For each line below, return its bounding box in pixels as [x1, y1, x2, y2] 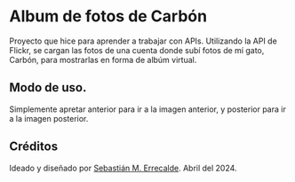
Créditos [9, 139, 59, 154]
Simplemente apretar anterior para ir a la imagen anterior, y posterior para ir [9, 104, 286, 115]
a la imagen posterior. [9, 113, 89, 123]
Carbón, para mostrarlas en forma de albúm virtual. [9, 54, 197, 65]
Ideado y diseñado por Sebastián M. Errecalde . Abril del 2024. [9, 162, 237, 173]
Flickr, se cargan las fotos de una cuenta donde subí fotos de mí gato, [9, 44, 265, 55]
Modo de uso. [9, 80, 87, 95]
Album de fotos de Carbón [9, 6, 207, 27]
